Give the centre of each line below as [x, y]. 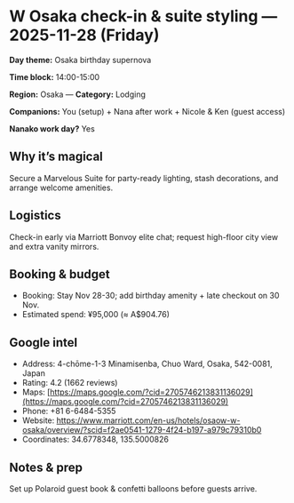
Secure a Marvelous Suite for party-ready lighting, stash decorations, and [144, 178]
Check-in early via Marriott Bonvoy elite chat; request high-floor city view [143, 236]
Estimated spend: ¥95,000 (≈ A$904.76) [96, 315]
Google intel [44, 343]
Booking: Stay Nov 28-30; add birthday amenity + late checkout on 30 [151, 296]
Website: [38, 420]
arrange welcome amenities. [61, 188]
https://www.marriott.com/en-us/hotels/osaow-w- [148, 420]
